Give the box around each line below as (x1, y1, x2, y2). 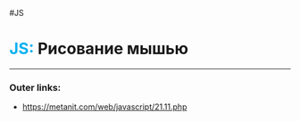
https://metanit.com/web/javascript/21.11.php (21, 101, 187, 112)
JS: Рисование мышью (9, 39, 189, 59)
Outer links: (9, 81, 62, 93)
